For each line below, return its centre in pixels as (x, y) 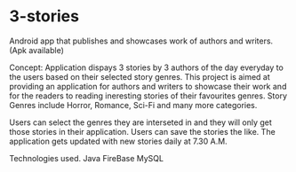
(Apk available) (36, 50)
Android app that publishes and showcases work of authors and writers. (141, 41)
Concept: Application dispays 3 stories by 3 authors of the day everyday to (147, 67)
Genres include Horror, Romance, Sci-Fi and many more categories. (133, 105)
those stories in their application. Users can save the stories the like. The (142, 131)
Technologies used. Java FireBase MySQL (87, 158)
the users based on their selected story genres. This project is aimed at (140, 76)
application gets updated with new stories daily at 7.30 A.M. (119, 141)
